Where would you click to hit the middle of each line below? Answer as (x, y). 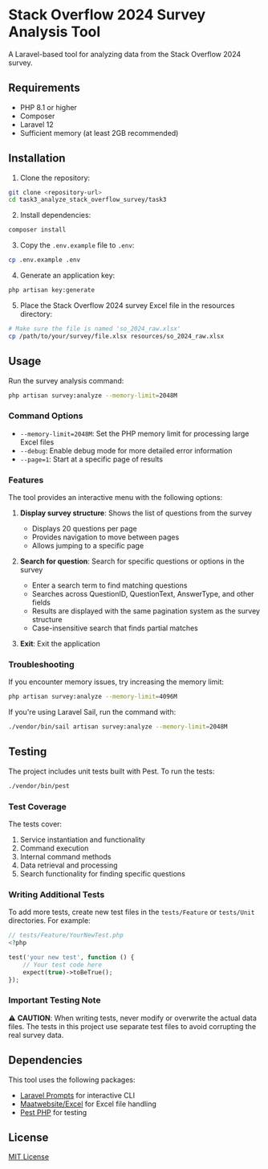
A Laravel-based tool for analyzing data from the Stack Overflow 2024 (125, 54)
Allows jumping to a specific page (88, 545)
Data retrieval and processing (69, 865)
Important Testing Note (55, 1000)
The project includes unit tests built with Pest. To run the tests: (112, 771)
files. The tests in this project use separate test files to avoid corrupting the (132, 1026)
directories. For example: (49, 921)
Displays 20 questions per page (85, 528)
